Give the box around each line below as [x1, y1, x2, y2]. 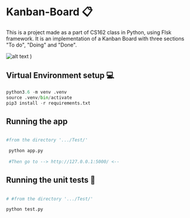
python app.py [8, 148, 44, 154]
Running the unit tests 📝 [6, 175, 96, 185]
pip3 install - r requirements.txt [6, 100, 91, 106]
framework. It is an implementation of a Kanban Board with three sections [6, 35, 185, 42]
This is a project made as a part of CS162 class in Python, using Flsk [6, 28, 172, 36]
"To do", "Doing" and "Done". [6, 41, 77, 48]
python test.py [6, 206, 44, 213]
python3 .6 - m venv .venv [6, 89, 67, 95]
